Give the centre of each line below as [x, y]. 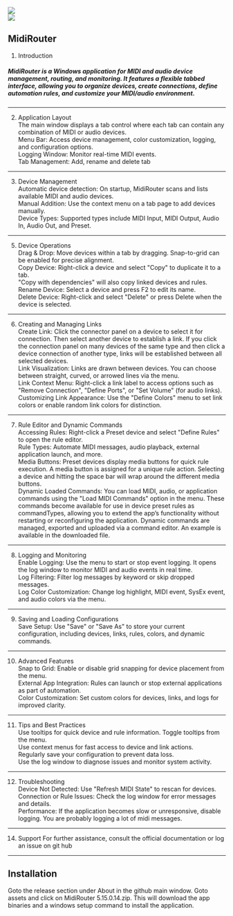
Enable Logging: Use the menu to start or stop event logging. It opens [117, 562]
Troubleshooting [41, 781]
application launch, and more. [60, 454]
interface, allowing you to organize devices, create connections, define [113, 86]
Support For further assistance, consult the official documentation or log [121, 838]
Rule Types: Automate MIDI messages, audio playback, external [109, 447]
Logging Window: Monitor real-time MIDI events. [87, 154]
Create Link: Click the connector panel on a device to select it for [110, 331]
